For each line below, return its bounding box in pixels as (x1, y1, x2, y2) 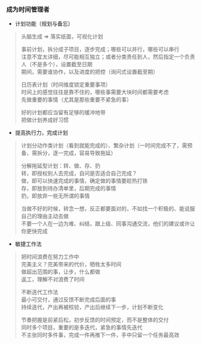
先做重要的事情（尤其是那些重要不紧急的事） (20, 96, 132, 103)
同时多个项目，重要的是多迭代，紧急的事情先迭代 (20, 324, 143, 331)
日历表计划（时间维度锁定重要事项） (20, 81, 111, 88)
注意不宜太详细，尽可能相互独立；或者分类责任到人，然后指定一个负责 (20, 53, 196, 61)
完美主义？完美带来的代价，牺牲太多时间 (20, 260, 122, 268)
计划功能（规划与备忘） (14, 20, 73, 28)
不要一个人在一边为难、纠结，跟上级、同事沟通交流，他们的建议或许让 (20, 220, 196, 227)
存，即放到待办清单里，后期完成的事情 (20, 185, 116, 192)
